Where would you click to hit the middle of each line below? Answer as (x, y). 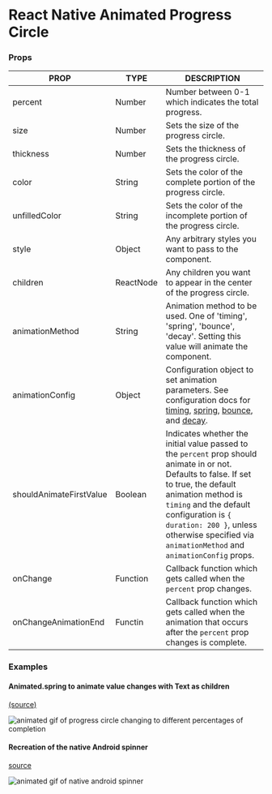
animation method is (204, 495)
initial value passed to (207, 444)
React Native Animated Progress (120, 15)
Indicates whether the (207, 434)
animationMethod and (205, 545)
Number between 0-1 (208, 92)
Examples (28, 667)
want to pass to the (202, 249)
